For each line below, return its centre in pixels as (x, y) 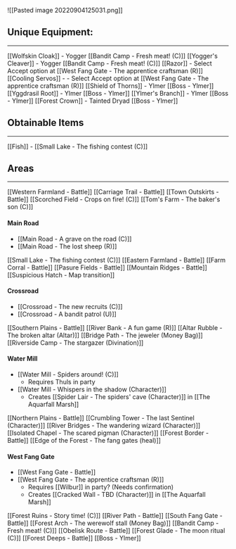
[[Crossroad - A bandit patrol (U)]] (67, 314)
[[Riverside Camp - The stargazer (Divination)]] (76, 342)
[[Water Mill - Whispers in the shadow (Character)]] (92, 389)
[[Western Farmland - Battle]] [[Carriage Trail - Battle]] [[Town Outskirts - (113, 192)
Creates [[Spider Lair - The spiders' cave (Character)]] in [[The (119, 397)
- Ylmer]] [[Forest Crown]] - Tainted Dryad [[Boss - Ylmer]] (93, 101)
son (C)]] (20, 207)
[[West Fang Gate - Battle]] (57, 472)
